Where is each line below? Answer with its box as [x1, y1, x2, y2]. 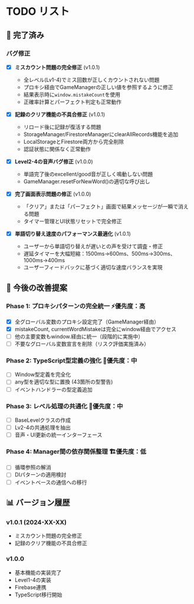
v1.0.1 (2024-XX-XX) [6, 518, 67, 526]
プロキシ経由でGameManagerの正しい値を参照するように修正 [23, 83, 173, 91]
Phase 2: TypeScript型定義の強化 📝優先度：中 [6, 357, 137, 365]
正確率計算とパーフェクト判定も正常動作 [23, 98, 122, 105]
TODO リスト [6, 5, 70, 18]
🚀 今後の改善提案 [6, 283, 68, 293]
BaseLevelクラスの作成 [14, 416, 71, 424]
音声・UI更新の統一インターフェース [14, 431, 103, 438]
